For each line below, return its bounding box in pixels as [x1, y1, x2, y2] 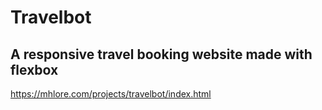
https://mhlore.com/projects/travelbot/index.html [10, 88, 212, 100]
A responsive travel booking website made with [10, 46, 313, 63]
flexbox [10, 61, 59, 78]
